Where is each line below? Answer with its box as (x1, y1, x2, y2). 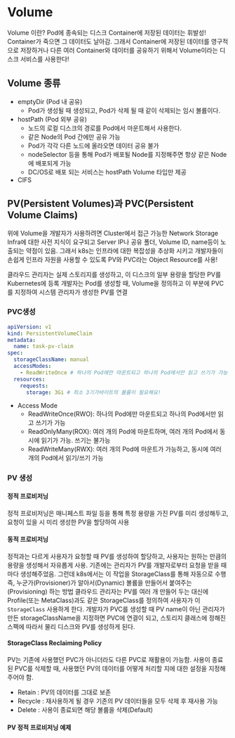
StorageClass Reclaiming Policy (7, 639, 102, 647)
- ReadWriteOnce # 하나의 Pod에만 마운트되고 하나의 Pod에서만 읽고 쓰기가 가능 (20, 369, 228, 376)
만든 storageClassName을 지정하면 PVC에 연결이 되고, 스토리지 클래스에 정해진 (7, 613, 227, 622)
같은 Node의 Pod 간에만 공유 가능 (27, 132, 121, 141)
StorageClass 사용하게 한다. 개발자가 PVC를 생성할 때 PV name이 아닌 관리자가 (7, 604, 226, 613)
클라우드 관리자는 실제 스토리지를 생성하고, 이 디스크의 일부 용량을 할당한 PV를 (7, 270, 222, 279)
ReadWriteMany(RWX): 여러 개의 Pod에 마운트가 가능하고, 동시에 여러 (27, 445, 222, 454)
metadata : (7, 336, 36, 343)
